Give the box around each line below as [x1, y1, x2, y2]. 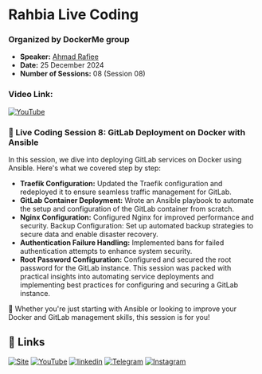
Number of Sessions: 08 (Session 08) [19, 69, 146, 79]
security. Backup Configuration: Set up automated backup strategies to [19, 221, 253, 231]
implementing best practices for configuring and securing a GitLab [19, 280, 239, 290]
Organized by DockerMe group [8, 34, 130, 45]
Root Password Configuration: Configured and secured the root [19, 255, 232, 264]
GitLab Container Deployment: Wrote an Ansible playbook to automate [19, 196, 254, 205]
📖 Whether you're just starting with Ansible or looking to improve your [8, 304, 237, 314]
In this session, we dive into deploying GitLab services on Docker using [8, 155, 242, 165]
